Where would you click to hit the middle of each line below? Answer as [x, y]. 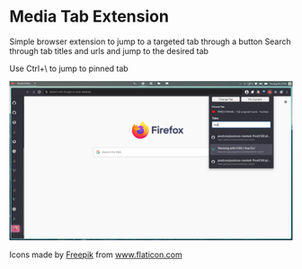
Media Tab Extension [89, 17]
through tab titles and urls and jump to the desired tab [109, 50]
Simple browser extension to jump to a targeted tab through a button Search [151, 41]
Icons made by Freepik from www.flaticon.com [96, 255]
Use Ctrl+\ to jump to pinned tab [69, 68]
